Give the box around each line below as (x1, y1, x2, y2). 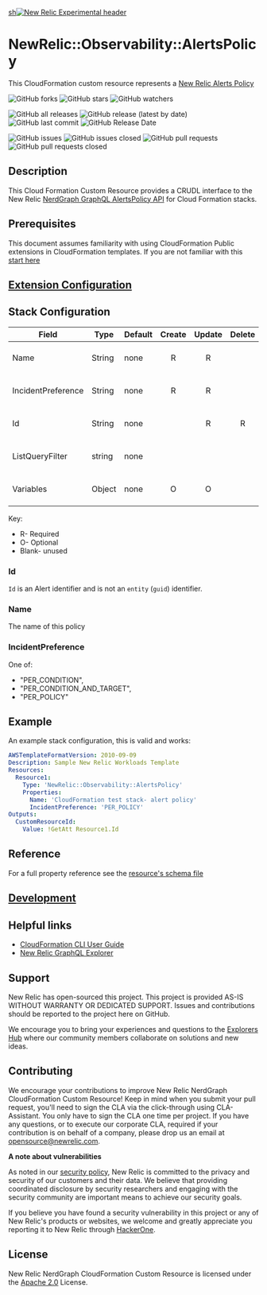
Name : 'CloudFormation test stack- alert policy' (29, 796, 197, 804)
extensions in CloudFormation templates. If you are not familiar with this (8, 246, 243, 256)
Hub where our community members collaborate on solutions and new (8, 1033, 239, 1042)
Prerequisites (8, 217, 76, 231)
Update (194, 328, 222, 339)
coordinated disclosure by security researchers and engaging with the (8, 1184, 238, 1193)
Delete (230, 328, 256, 339)
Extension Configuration (8, 278, 133, 292)
